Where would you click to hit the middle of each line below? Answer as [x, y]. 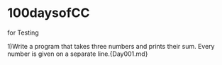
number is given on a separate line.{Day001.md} [78, 54]
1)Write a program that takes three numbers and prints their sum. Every [111, 46]
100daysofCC [49, 13]
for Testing [23, 32]
